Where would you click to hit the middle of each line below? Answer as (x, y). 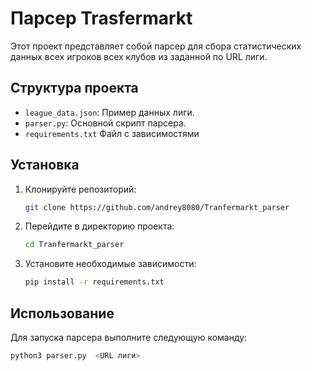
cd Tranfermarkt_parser (74, 245)
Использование (62, 313)
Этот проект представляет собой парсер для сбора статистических (156, 46)
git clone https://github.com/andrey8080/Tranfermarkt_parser (157, 207)
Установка (45, 165)
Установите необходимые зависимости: (110, 264)
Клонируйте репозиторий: (80, 189)
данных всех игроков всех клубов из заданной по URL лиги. (139, 56)
